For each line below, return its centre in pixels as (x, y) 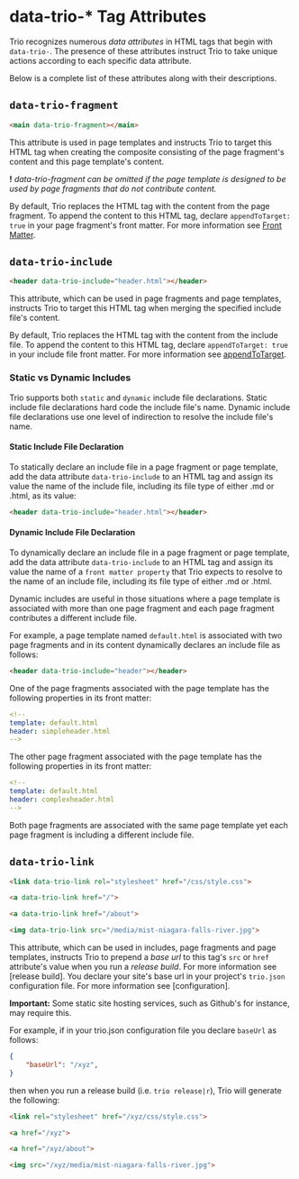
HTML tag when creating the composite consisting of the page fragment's (147, 151)
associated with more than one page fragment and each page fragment (142, 608)
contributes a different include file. (73, 617)
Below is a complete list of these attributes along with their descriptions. (143, 78)
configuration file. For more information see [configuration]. (120, 986)
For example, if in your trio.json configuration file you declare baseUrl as (143, 1030)
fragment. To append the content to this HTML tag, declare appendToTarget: (150, 215)
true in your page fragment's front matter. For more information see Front (145, 225)
